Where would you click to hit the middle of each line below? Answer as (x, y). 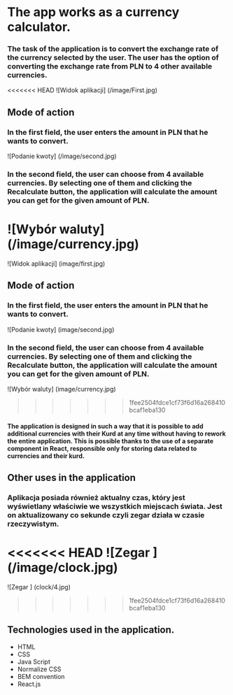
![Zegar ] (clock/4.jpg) (39, 587)
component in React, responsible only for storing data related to (102, 448)
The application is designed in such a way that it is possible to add (105, 426)
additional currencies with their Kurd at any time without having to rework (116, 434)
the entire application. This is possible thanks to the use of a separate (111, 440)
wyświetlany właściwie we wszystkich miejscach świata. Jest (115, 506)
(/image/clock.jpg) (63, 568)
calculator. (39, 27)
